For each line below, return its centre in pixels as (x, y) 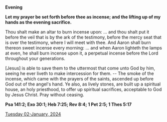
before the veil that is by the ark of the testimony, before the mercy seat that (83, 37)
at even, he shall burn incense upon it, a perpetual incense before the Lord (82, 53)
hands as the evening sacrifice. (38, 22)
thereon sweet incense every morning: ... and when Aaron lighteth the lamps (83, 48)
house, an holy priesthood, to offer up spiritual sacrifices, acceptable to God (83, 89)
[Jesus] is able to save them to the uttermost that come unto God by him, (80, 68)
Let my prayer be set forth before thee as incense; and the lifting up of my (83, 17)
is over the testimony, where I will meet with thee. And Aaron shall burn (78, 42)
